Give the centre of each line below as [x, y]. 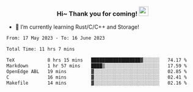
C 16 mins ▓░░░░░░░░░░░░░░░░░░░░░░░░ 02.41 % [97, 77]
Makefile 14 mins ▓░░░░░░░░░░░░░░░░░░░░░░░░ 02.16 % [97, 83]
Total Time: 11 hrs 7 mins [41, 49]
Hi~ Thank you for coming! [97, 13]
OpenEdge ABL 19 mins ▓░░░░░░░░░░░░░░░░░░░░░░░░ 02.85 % [97, 71]
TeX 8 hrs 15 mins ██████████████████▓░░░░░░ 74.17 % [97, 60]
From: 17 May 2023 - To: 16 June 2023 [56, 38]
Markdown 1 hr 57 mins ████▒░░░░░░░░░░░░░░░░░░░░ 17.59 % [97, 66]
